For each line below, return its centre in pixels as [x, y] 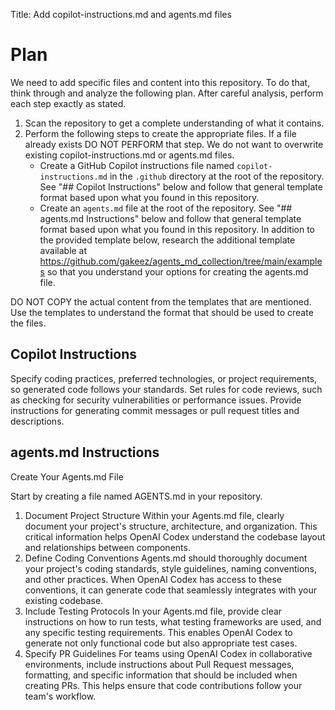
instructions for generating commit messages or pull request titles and [155, 410]
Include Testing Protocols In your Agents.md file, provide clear [153, 611]
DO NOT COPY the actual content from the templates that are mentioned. [161, 301]
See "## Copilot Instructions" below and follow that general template [181, 186]
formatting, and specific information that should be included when [161, 675]
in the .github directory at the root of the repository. [217, 176]
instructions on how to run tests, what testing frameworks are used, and [173, 621]
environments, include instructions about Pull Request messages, [159, 664]
